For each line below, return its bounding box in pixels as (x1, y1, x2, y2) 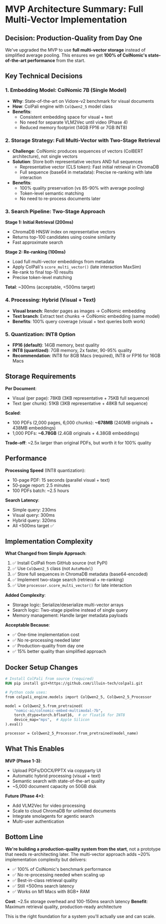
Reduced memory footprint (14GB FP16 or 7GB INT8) (19, 124, 127, 130)
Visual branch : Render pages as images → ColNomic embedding (12, 308, 146, 314)
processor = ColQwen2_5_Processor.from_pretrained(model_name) (5, 731, 139, 736)
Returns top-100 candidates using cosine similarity (12, 234, 116, 240)
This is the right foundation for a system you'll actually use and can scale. (5, 913, 156, 919)
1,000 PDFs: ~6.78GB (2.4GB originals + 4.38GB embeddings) (12, 430, 140, 436)
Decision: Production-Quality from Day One (5, 34, 142, 42)
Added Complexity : (5, 592, 46, 598)
